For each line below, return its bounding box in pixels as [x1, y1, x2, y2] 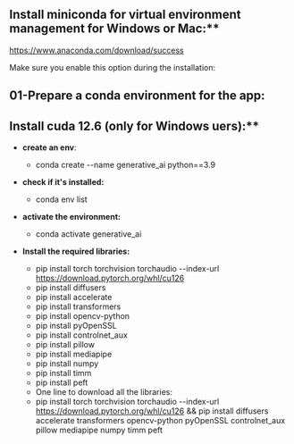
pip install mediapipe [35, 348, 113, 360]
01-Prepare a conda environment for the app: [9, 88, 265, 104]
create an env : [21, 142, 78, 153]
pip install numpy [35, 358, 99, 369]
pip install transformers [35, 301, 122, 312]
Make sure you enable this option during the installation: [9, 62, 216, 72]
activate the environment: [21, 212, 121, 222]
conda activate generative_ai [35, 229, 142, 239]
